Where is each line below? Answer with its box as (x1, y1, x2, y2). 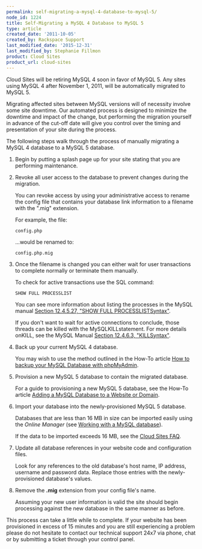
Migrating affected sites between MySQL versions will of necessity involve (6, 100, 191, 107)
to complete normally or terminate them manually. (14, 267, 138, 274)
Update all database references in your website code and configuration (14, 444, 192, 451)
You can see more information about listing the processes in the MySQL (14, 300, 194, 308)
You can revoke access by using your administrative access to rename (14, 191, 190, 199)
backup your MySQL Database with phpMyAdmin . (14, 361, 139, 368)
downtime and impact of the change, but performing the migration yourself (6, 113, 192, 120)
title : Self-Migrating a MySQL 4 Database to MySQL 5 (6, 20, 144, 26)
